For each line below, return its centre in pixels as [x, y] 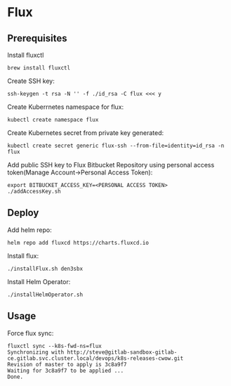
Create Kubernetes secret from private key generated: [86, 133]
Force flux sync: [31, 333]
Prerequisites [37, 38]
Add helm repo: [29, 230]
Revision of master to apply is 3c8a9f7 [67, 364]
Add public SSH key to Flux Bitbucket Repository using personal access [111, 165]
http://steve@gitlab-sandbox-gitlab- [122, 352]
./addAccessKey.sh [34, 191]
